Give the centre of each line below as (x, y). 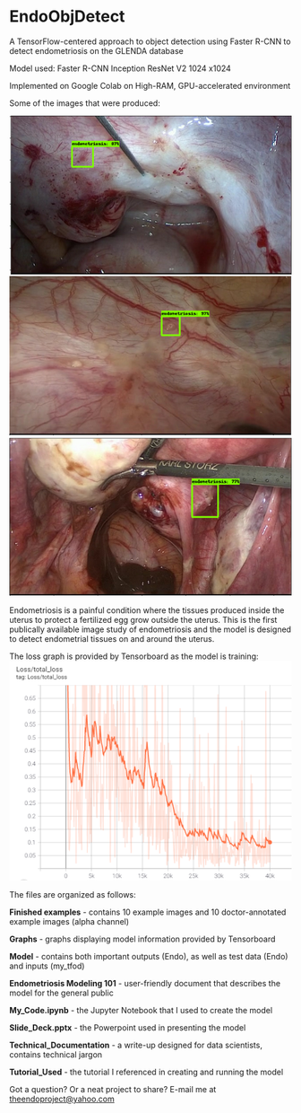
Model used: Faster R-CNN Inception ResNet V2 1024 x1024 (120, 68)
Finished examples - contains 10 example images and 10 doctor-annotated (148, 912)
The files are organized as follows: (73, 895)
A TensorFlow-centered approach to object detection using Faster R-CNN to (150, 41)
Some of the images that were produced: (85, 103)
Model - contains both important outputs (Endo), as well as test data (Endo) (149, 957)
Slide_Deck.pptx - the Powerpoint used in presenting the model (128, 1028)
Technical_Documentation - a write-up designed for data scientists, (136, 1045)
